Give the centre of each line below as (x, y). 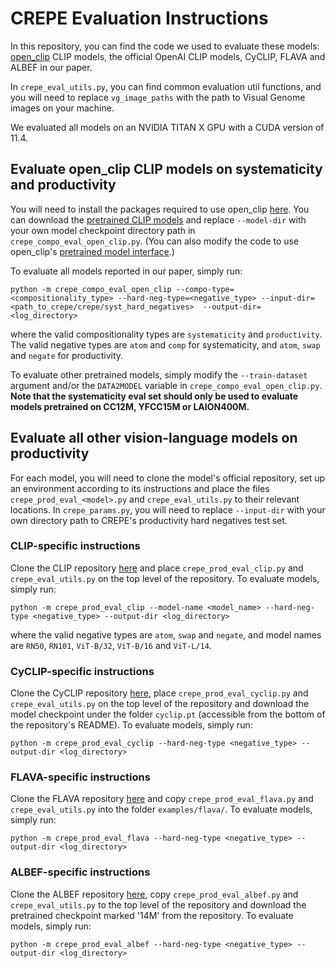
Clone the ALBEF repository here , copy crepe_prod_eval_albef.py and (154, 894)
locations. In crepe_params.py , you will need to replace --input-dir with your (168, 509)
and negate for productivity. (67, 355)
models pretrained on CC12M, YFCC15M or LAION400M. (130, 406)
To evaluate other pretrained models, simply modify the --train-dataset (159, 374)
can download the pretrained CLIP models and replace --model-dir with (158, 219)
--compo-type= (205, 289)
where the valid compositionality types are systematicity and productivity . (166, 334)
